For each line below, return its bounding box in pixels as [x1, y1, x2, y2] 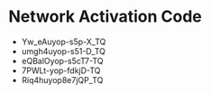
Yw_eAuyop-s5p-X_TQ [21, 36, 106, 47]
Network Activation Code [8, 6, 202, 27]
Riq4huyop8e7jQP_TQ [21, 74, 104, 85]
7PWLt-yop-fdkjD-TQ [21, 65, 101, 76]
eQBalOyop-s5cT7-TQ [21, 55, 104, 66]
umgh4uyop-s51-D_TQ [21, 45, 105, 56]
